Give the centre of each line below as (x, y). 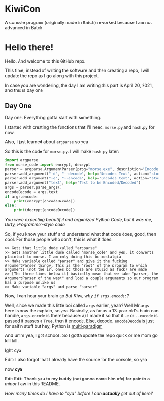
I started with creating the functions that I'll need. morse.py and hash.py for (80, 127)
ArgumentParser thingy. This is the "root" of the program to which (76, 266)
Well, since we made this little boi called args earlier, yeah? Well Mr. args (77, 305)
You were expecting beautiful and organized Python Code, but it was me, (79, 220)
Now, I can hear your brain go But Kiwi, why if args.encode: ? (67, 296)
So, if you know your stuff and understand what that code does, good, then (81, 234)
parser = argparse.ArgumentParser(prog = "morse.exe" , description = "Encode (82, 169)
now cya (14, 369)
